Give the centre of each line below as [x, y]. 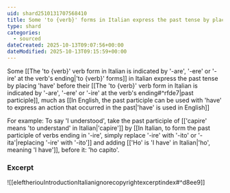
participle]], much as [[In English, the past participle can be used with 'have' [115, 100]
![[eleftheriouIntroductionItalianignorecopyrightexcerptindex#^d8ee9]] [106, 183]
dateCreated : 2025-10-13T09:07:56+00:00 [66, 45]
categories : [24, 33]
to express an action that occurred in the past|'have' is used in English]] [108, 107]
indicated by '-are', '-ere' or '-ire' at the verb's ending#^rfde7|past [100, 92]
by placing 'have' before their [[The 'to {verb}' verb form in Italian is [103, 86]
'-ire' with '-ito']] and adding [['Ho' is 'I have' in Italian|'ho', [128, 142]
